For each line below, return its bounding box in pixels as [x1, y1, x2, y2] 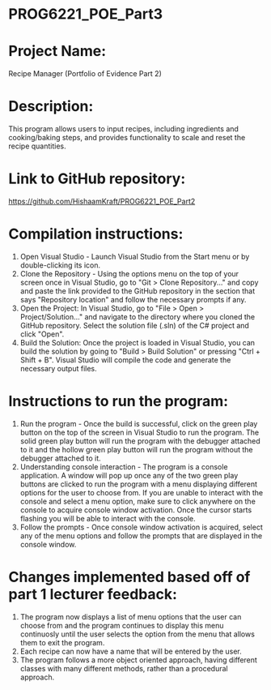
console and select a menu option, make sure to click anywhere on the [19, 496, 256, 506]
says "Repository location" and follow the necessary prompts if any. [19, 294, 247, 304]
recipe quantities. [8, 141, 66, 151]
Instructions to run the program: [8, 392, 229, 410]
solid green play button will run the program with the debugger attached [19, 435, 260, 446]
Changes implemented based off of [8, 568, 251, 586]
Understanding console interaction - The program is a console [19, 461, 228, 471]
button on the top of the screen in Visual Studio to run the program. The [19, 427, 260, 437]
